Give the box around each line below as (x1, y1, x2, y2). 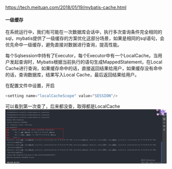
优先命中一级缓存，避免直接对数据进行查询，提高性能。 (5, 42, 122, 48)
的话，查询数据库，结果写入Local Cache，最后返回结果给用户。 (5, 71, 140, 78)
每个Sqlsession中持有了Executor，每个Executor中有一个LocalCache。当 (5, 53, 158, 59)
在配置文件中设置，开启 (5, 83, 55, 89)
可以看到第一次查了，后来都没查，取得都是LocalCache (5, 103, 120, 109)
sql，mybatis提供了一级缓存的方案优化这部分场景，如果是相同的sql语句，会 (5, 35, 165, 41)
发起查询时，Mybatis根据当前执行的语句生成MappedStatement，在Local (9, 59, 163, 65)
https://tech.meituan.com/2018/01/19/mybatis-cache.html (5, 5, 127, 10)
